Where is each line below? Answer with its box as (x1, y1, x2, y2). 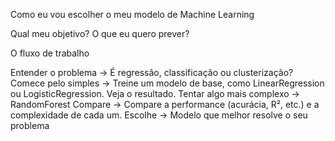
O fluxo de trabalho (10, 47, 90, 59)
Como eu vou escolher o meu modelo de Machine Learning (10, 9, 255, 20)
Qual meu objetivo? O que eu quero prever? (10, 28, 190, 39)
